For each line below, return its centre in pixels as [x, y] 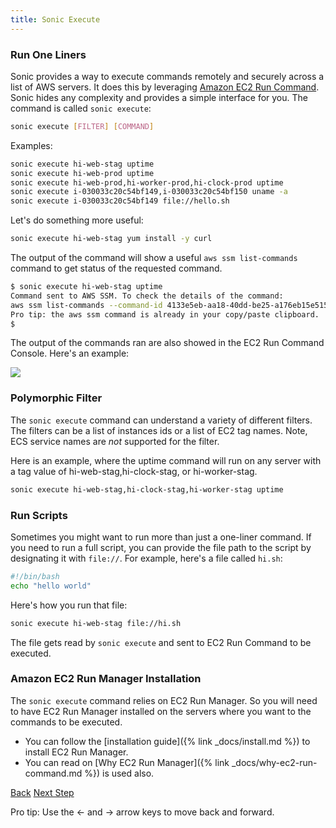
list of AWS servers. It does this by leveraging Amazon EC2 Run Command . [165, 87]
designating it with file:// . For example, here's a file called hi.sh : [146, 558]
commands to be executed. [66, 722]
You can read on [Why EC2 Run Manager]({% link [127, 762]
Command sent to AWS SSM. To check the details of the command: [147, 296]
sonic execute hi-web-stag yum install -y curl [111, 239]
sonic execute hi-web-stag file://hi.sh [96, 623]
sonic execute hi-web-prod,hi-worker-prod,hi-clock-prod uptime [147, 182]
